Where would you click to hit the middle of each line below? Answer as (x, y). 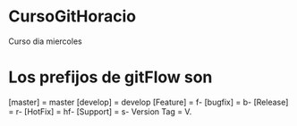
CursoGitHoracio (72, 17)
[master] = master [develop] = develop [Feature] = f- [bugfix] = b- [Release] (148, 102)
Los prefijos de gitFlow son (110, 77)
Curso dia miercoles (45, 41)
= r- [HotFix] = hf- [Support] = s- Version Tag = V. (100, 111)
